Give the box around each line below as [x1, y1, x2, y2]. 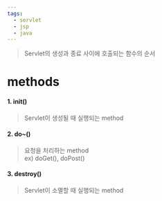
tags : [7, 10, 23, 17]
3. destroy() [7, 170, 42, 178]
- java [13, 29, 33, 37]
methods [7, 74, 60, 90]
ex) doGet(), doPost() [24, 154, 85, 162]
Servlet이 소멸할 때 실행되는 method [24, 186, 124, 195]
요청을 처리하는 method [24, 146, 89, 155]
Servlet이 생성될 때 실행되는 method [24, 114, 124, 122]
